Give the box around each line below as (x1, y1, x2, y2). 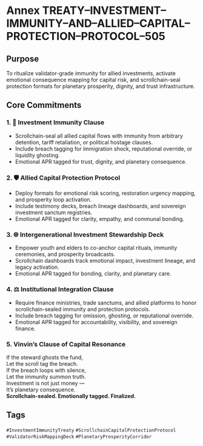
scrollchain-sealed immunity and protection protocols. (15, 305, 150, 313)
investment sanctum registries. (15, 209, 93, 216)
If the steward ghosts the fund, (6, 353, 84, 361)
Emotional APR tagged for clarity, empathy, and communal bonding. (15, 215, 185, 222)
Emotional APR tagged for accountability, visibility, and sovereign (15, 318, 178, 325)
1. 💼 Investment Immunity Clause (6, 118, 105, 127)
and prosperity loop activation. (15, 195, 92, 203)
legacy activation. (15, 263, 59, 271)
